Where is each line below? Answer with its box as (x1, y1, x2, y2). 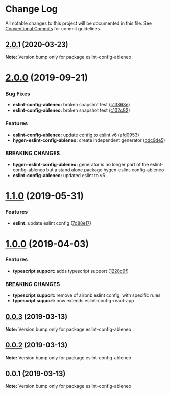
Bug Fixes (5, 90, 31, 97)
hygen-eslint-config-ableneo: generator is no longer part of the (12, 161, 149, 167)
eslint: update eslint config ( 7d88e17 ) (12, 220, 92, 226)
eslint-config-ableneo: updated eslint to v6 (12, 172, 106, 178)
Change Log (5, 3, 58, 15)
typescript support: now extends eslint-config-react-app (12, 298, 134, 304)
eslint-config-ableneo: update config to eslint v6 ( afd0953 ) (12, 132, 139, 138)
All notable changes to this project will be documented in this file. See (5, 20, 152, 26)
